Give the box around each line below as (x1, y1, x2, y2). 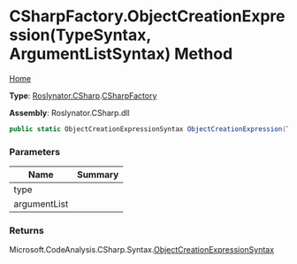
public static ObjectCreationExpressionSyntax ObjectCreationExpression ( (9, 124, 287, 134)
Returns (9, 224, 44, 237)
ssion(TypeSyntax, (9, 25, 152, 45)
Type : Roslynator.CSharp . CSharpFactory (9, 90, 157, 101)
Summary (76, 168, 119, 181)
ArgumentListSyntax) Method (9, 44, 233, 64)
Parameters (9, 145, 60, 158)
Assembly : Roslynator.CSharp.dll (9, 107, 130, 118)
